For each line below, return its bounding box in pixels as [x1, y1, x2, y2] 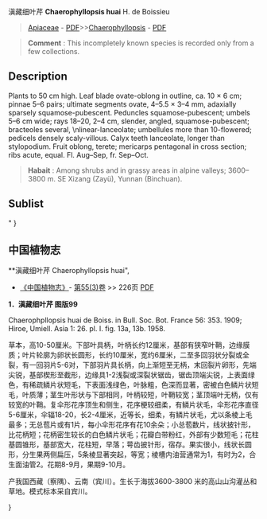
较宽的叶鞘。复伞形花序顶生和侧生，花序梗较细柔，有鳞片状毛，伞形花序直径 [8, 400, 259, 410]
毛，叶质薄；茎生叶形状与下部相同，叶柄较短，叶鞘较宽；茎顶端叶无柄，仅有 [8, 390, 259, 400]
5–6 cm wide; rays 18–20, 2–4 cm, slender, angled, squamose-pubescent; [8, 116, 250, 126]
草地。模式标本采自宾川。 [8, 486, 92, 496]
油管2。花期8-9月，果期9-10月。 [21, 460, 130, 470]
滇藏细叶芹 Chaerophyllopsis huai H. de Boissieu [8, 7, 170, 16]
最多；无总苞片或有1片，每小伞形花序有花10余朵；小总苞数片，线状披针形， [8, 420, 256, 430]
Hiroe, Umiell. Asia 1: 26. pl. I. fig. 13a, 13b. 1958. [8, 324, 165, 334]
